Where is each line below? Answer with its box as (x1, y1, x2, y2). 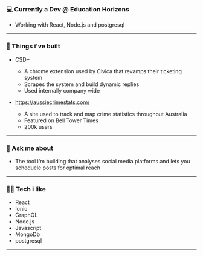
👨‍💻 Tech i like (6, 185, 47, 193)
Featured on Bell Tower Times (24, 117, 98, 124)
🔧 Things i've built (6, 42, 60, 50)
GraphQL (14, 211, 38, 219)
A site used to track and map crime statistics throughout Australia (24, 110, 187, 117)
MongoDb (14, 231, 40, 238)
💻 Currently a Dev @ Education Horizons (6, 5, 130, 13)
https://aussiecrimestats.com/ (14, 99, 90, 106)
